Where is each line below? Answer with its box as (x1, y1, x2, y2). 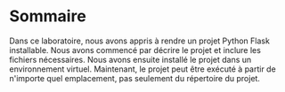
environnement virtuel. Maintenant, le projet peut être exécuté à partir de (9, 64, 276, 74)
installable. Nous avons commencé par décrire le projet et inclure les (9, 44, 261, 55)
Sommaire (9, 6, 86, 27)
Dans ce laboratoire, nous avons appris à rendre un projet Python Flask (9, 35, 270, 46)
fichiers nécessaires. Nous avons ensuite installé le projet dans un (9, 54, 252, 65)
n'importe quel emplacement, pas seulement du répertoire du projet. (9, 73, 261, 83)
